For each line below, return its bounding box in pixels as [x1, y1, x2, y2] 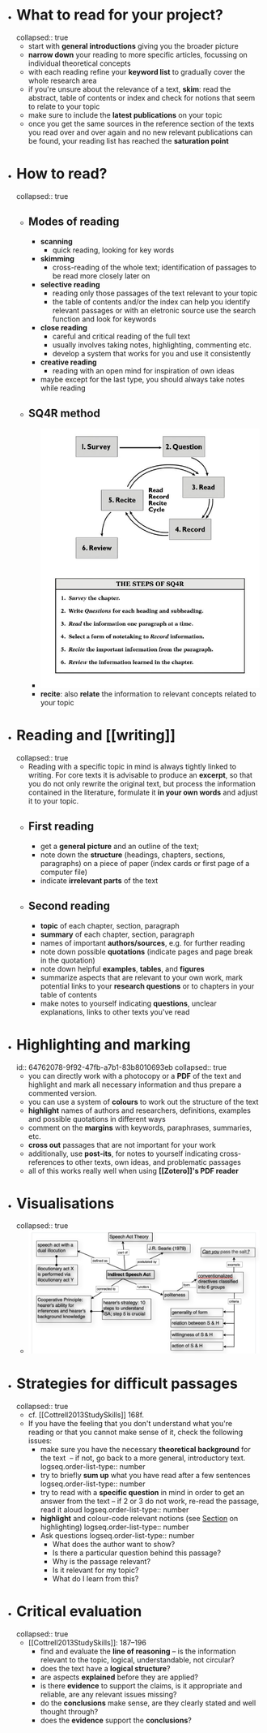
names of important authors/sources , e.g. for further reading [40, 938, 245, 947]
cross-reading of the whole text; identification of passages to [52, 262, 256, 272]
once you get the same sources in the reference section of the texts [28, 119, 255, 128]
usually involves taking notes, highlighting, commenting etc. [52, 339, 252, 350]
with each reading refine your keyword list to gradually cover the [28, 67, 245, 76]
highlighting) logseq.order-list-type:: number [40, 1522, 189, 1532]
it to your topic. [28, 795, 79, 805]
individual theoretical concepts [28, 58, 131, 68]
